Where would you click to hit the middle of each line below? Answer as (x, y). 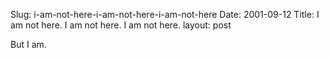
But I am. (28, 44)
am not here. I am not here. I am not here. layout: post (121, 25)
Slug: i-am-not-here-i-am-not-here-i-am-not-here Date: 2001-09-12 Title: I (165, 14)
